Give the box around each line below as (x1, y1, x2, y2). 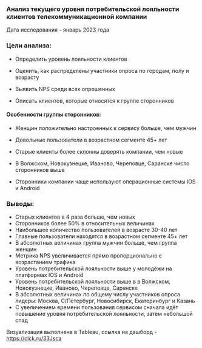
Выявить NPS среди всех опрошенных (15, 85, 115, 92)
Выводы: (6, 199, 35, 208)
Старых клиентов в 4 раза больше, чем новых (15, 213, 135, 220)
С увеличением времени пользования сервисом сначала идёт (15, 304, 178, 311)
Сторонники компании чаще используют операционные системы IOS (15, 178, 196, 185)
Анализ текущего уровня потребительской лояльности (6, 5, 180, 13)
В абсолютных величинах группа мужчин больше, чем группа (15, 239, 177, 247)
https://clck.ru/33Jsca (6, 335, 62, 342)
